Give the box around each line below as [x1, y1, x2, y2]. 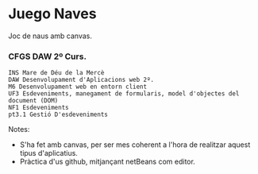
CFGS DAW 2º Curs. [8, 51, 87, 62]
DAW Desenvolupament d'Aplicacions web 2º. [8, 76, 155, 84]
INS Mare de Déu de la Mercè [8, 69, 105, 77]
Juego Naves [8, 5, 97, 23]
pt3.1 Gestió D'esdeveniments [8, 110, 109, 119]
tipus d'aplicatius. [19, 149, 78, 158]
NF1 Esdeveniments [8, 104, 69, 112]
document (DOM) [8, 97, 59, 105]
